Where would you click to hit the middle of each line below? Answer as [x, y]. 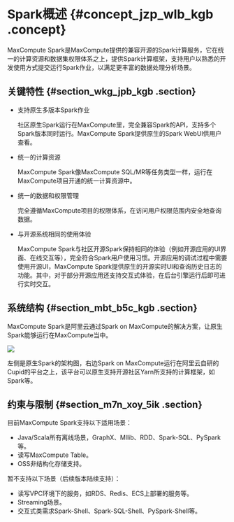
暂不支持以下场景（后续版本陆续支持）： [64, 479]
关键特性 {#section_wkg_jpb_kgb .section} [102, 92]
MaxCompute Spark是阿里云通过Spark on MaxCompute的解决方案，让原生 [115, 326]
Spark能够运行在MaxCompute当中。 [60, 335]
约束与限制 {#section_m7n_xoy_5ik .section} [105, 404]
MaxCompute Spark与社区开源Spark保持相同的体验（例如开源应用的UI [119, 248]
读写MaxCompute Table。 [55, 455]
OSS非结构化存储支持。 [51, 464]
